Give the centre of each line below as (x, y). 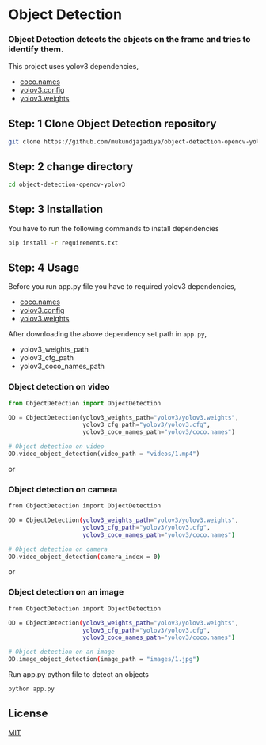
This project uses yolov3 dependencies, (73, 67)
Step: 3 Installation (56, 209)
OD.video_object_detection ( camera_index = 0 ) (84, 557)
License (28, 714)
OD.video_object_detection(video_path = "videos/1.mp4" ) (104, 454)
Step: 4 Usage (44, 267)
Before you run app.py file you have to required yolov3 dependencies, (122, 287)
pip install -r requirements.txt (63, 243)
